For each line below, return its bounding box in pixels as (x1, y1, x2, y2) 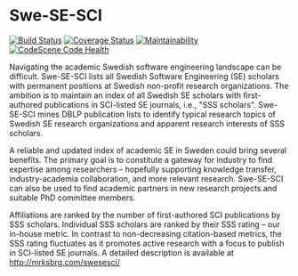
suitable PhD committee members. (9, 192, 136, 203)
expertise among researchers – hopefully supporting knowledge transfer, (9, 164, 278, 175)
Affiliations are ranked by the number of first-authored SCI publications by (9, 209, 281, 220)
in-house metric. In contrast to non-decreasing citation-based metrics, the (9, 228, 283, 239)
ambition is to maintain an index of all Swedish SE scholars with (9, 90, 242, 101)
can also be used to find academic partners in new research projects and (9, 183, 278, 193)
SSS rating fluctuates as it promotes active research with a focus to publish (9, 238, 285, 248)
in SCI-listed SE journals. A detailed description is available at (9, 247, 234, 258)
